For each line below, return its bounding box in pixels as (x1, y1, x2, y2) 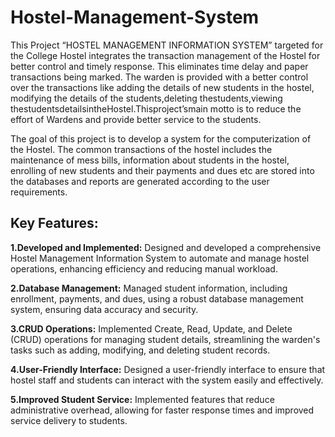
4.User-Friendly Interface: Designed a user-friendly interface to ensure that (10, 363, 326, 375)
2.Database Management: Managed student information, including (10, 282, 288, 294)
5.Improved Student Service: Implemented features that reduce (10, 393, 275, 405)
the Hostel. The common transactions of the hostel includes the (10, 143, 273, 155)
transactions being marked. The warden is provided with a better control (10, 71, 309, 83)
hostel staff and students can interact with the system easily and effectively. (10, 374, 324, 386)
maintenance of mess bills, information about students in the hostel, (10, 154, 290, 166)
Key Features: (10, 215, 99, 232)
